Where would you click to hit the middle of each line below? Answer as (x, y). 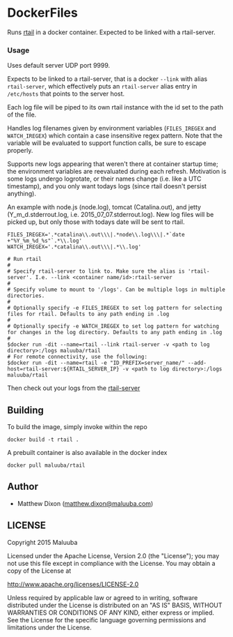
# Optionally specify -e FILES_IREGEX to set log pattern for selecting (115, 308)
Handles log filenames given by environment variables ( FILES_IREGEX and (112, 128)
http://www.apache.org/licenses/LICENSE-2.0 (73, 584)
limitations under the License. (49, 627)
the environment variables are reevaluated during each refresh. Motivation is (117, 172)
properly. (20, 151)
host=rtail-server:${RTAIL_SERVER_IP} (63, 369)
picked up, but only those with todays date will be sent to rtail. (96, 222)
